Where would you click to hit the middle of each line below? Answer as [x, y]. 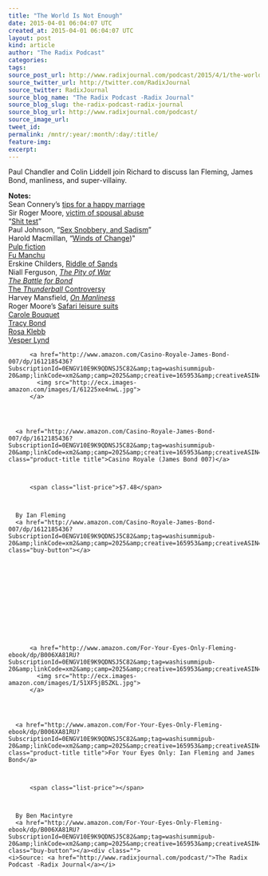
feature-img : [30, 142]
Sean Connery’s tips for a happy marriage [77, 204]
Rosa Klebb [27, 331]
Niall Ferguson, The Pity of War [60, 272]
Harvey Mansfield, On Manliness [62, 298]
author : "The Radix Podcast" [57, 53]
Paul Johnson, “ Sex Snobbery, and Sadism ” [80, 230]
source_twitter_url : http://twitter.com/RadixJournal [100, 82]
